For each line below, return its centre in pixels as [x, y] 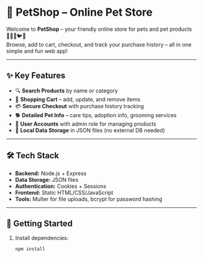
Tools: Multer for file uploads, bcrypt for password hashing [89, 199]
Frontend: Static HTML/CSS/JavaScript [64, 192]
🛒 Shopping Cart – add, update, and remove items [78, 99]
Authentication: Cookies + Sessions [61, 186]
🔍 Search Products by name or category [66, 91]
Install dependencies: [42, 238]
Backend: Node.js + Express [50, 173]
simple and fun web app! [37, 51]
